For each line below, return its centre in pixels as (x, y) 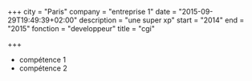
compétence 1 (42, 60)
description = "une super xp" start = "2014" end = (162, 20)
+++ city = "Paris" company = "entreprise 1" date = (92, 12)
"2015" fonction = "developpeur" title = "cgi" (81, 28)
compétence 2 (43, 68)
